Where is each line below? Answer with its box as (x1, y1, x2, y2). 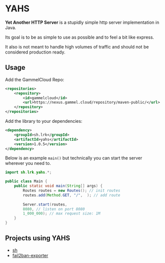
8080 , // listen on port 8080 (23, 207, 85, 211)
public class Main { (5, 179, 48, 184)
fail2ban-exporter (12, 252, 48, 258)
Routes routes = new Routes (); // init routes (23, 188, 121, 193)
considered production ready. (5, 49, 66, 55)
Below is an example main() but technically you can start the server (5, 155, 142, 161)
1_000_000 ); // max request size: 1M (23, 211, 100, 216)
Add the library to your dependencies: (5, 118, 82, 124)
